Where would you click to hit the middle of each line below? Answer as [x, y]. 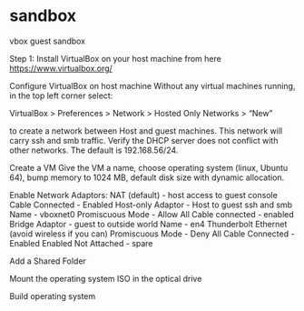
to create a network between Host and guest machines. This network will [146, 130]
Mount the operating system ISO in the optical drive [106, 278]
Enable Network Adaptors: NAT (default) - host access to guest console [144, 195]
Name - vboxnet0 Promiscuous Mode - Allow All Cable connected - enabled [152, 214]
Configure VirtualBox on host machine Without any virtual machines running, [152, 85]
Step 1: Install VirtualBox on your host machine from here [116, 58]
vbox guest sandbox [48, 41]
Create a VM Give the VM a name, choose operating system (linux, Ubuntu [149, 167]
